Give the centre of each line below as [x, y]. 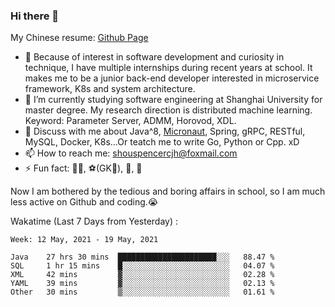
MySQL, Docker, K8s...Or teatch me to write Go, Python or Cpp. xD [162, 142]
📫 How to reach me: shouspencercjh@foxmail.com [131, 153]
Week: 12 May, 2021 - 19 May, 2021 [84, 240]
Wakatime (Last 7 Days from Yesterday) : [94, 221]
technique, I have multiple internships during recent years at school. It [168, 68]
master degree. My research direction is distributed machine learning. [168, 110]
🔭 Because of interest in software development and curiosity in [154, 57]
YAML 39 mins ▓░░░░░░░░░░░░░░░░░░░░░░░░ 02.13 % [142, 284]
